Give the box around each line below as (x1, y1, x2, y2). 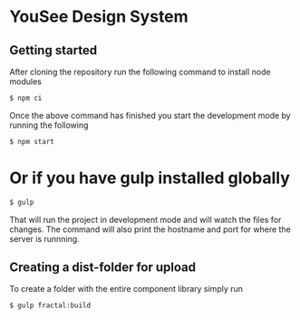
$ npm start (9, 137, 54, 146)
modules (9, 76, 43, 87)
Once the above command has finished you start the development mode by (9, 110, 292, 121)
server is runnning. (9, 233, 80, 244)
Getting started (9, 43, 98, 58)
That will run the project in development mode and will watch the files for (9, 214, 282, 225)
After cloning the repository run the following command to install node (9, 66, 271, 77)
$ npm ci (9, 93, 43, 102)
